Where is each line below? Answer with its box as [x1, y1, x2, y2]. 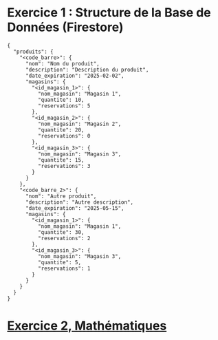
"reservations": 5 [37, 102, 91, 109]
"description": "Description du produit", [25, 66, 149, 73]
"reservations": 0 [37, 132, 91, 139]
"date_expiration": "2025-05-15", [25, 204, 125, 211]
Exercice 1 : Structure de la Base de [7, 5, 211, 21]
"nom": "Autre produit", [25, 193, 97, 200]
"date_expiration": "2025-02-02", [25, 72, 125, 79]
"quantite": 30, [37, 229, 85, 235]
